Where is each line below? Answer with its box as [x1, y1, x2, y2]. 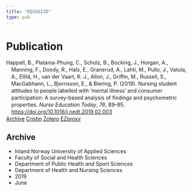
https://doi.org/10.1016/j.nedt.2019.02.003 [11, 108, 112, 115]
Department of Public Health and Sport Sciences [14, 160, 133, 167]
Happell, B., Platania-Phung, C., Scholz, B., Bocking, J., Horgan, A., [6, 59, 168, 66]
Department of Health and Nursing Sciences [14, 167, 123, 174]
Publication [6, 40, 63, 53]
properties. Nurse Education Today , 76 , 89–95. [11, 101, 125, 108]
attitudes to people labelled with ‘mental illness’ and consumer [11, 87, 163, 94]
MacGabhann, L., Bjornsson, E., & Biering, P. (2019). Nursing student [11, 80, 177, 88]
